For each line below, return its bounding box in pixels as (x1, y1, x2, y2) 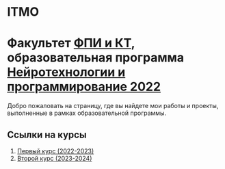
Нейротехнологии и (7, 64, 126, 80)
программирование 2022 (7, 79, 161, 94)
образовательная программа (7, 50, 185, 66)
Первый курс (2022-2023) (16, 146, 94, 155)
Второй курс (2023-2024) (16, 154, 92, 162)
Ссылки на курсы (7, 129, 87, 140)
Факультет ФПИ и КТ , (7, 36, 135, 51)
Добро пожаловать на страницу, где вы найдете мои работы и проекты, (7, 102, 219, 110)
